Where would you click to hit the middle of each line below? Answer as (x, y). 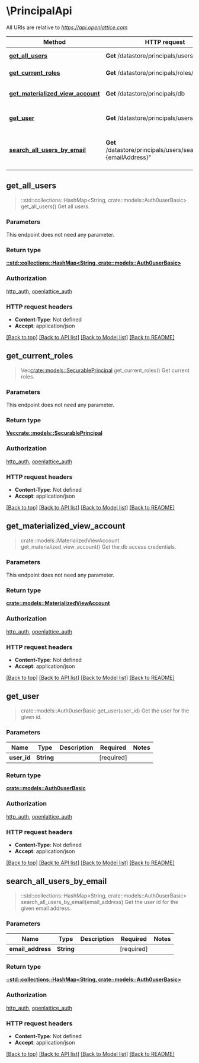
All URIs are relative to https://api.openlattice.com (67, 27)
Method (55, 42)
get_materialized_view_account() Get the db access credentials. (98, 546)
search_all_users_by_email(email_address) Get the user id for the (99, 902)
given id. (31, 717)
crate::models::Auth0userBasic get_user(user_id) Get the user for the (105, 711)
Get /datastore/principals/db (145, 93)
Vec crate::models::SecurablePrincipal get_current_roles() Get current (105, 370)
